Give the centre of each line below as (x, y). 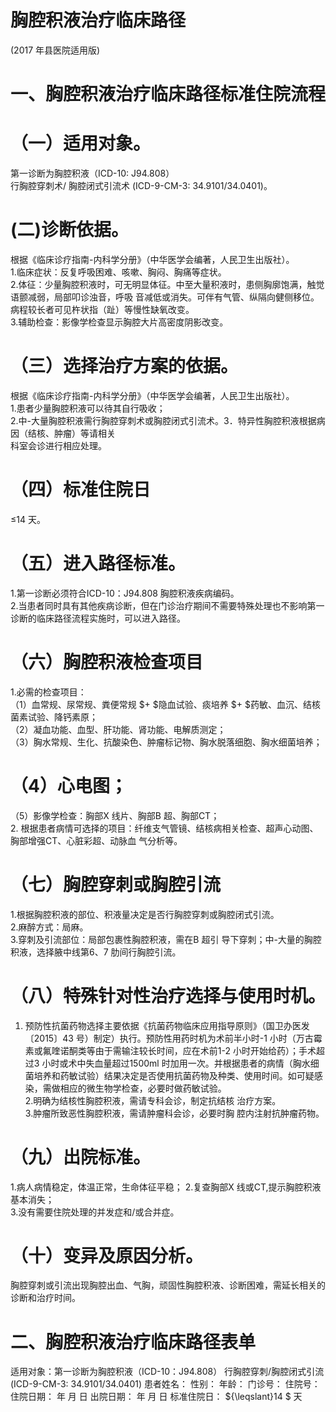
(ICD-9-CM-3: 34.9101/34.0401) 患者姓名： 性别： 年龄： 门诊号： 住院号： (165, 1384)
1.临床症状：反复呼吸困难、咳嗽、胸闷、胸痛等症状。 (118, 272)
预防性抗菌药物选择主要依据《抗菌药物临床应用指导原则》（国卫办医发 (167, 1025)
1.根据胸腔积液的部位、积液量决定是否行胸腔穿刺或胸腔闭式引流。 (145, 914)
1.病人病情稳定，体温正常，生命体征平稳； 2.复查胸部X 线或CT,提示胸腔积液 (166, 1187)
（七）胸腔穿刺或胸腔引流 (116, 884)
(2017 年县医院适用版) (55, 50)
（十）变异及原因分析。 (107, 1255)
